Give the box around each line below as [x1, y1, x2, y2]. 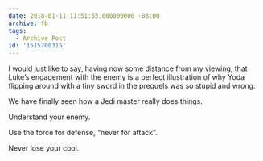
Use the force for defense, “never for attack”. [8, 128, 158, 138]
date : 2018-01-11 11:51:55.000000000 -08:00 [8, 11, 160, 20]
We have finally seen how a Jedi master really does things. [8, 97, 203, 106]
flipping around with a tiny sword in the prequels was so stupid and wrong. [8, 81, 256, 91]
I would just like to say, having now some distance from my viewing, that [8, 64, 248, 73]
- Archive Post [15, 34, 67, 43]
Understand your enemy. [8, 112, 91, 122]
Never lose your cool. [8, 143, 80, 153]
